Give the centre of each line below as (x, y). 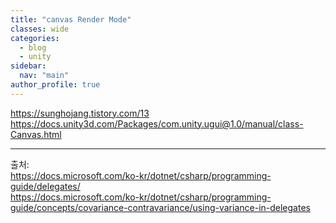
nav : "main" (44, 76)
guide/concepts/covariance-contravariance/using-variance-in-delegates (160, 207)
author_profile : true (55, 85)
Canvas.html (36, 134)
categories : (35, 38)
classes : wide (40, 29)
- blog (33, 47)
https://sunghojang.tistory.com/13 (80, 113)
